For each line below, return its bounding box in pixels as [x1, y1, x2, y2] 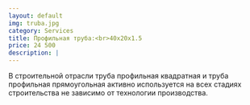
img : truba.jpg [8, 19, 60, 27]
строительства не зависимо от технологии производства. [8, 88, 208, 97]
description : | [8, 49, 60, 57]
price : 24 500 [8, 42, 56, 50]
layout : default [8, 11, 63, 20]
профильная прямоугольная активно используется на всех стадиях [8, 79, 242, 89]
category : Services [8, 26, 74, 34]
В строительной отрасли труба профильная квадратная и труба [8, 71, 229, 80]
